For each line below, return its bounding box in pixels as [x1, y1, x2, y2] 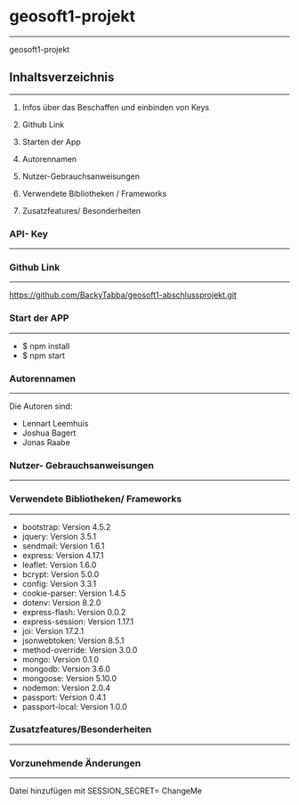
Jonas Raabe [21, 436, 71, 447]
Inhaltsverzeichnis [9, 69, 115, 85]
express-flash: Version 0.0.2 [21, 606, 126, 617]
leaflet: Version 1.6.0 [21, 559, 97, 570]
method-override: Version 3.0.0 [21, 644, 138, 655]
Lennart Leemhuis [21, 418, 89, 428]
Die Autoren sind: [9, 401, 73, 411]
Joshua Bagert [21, 427, 77, 438]
